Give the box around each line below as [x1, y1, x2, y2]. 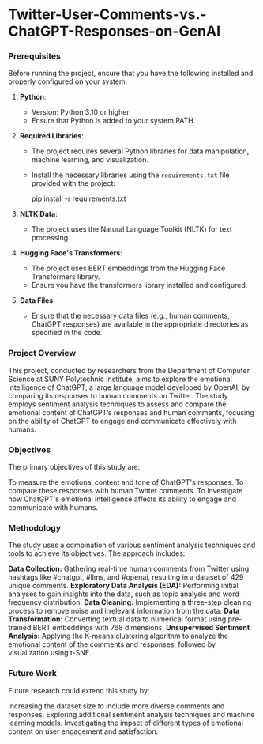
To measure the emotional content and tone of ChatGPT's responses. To [8, 478, 244, 487]
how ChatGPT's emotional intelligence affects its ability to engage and [8, 494, 237, 504]
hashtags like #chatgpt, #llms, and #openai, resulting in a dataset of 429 [8, 572, 244, 582]
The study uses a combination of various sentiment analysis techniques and [8, 540, 256, 550]
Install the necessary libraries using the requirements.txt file [31, 170, 230, 179]
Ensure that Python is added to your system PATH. [31, 116, 196, 126]
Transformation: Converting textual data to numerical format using [8, 614, 227, 624]
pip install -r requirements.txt [31, 194, 126, 203]
